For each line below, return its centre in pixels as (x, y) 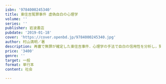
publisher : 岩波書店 (25, 28)
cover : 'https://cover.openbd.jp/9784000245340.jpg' (61, 38)
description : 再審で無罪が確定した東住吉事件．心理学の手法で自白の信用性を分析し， (82, 46)
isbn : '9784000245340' (28, 10)
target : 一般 (18, 60)
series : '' (16, 23)
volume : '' (16, 19)
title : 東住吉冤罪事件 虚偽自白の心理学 (41, 14)
